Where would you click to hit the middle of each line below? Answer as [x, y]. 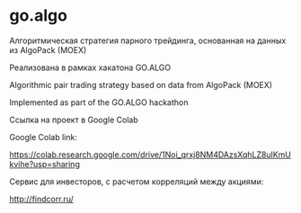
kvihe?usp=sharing [45, 164]
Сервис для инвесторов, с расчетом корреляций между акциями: [137, 182]
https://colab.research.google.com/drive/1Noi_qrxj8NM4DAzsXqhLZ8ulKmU [150, 155]
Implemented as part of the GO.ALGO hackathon [99, 102]
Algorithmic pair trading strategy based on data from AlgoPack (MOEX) [141, 84]
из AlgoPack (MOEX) [48, 49]
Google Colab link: [44, 137]
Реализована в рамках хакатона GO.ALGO [90, 67]
